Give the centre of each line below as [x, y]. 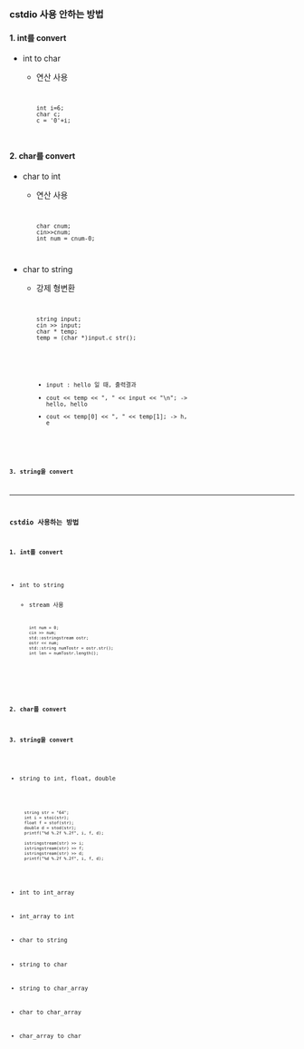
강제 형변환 [55, 288]
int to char [42, 59]
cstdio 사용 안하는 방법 [57, 14]
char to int [42, 176]
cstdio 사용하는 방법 [44, 523]
